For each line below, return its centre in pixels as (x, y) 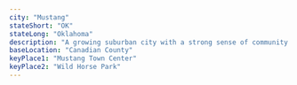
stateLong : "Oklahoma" (51, 34)
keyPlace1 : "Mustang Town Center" (73, 58)
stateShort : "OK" (41, 26)
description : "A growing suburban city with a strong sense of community (149, 42)
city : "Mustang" (39, 17)
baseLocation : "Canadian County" (71, 50)
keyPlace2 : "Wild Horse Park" (65, 67)
